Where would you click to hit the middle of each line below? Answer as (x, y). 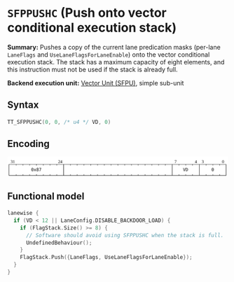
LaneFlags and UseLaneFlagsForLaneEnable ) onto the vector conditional (109, 55)
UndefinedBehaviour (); (59, 243)
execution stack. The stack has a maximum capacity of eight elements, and (116, 62)
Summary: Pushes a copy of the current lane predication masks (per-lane (114, 47)
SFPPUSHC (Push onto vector (87, 13)
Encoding (29, 144)
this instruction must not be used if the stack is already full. (92, 69)
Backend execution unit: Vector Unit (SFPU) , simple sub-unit (96, 83)
